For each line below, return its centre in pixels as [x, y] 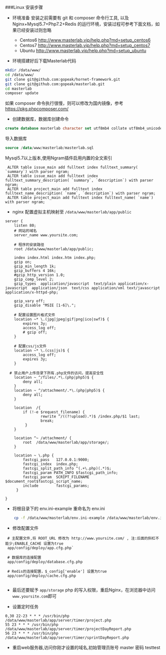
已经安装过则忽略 [34, 30]
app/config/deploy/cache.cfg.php [42, 576]
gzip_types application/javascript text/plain [65, 284]
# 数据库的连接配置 [24, 557]
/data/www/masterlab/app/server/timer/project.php [58, 620]
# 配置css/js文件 [30, 346]
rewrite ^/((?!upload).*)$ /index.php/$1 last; [90, 416]
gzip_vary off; [30, 301]
